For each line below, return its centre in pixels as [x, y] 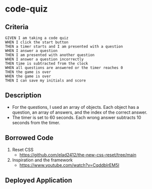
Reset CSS [23, 150]
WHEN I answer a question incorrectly [44, 59]
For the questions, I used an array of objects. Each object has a [76, 107]
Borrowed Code [29, 138]
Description [23, 95]
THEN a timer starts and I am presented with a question [64, 47]
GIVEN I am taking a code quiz [37, 38]
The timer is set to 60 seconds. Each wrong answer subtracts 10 [76, 117]
